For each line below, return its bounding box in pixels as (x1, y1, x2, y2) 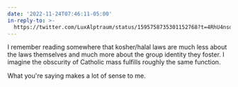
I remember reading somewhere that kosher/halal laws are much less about (7, 43, 227, 52)
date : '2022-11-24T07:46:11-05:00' (7, 10, 113, 18)
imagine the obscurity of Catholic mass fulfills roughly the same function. (7, 58, 221, 66)
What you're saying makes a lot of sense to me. (7, 71, 147, 80)
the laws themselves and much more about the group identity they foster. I (7, 50, 225, 59)
